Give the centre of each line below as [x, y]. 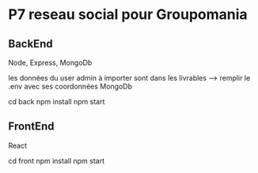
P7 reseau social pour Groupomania [128, 15]
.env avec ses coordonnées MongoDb [70, 86]
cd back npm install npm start [57, 102]
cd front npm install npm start [57, 160]
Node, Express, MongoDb [50, 62]
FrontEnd [31, 127]
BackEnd [30, 44]
